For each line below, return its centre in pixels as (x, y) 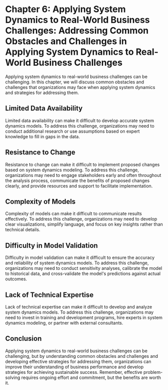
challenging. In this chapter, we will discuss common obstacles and (75, 82)
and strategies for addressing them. (42, 92)
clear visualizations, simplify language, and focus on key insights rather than (84, 224)
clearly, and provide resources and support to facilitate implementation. (79, 186)
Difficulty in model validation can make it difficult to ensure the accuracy (80, 258)
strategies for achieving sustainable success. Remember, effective (74, 372)
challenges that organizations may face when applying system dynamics (80, 87)
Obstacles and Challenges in (66, 41)
